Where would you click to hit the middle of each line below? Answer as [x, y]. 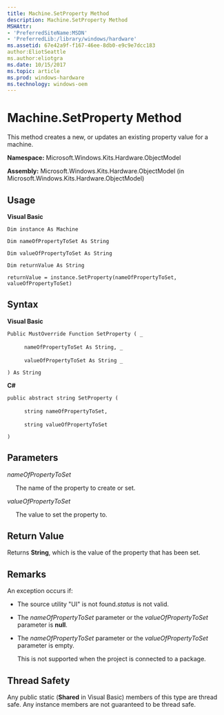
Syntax [23, 305]
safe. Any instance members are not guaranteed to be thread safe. [102, 705]
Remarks [27, 574]
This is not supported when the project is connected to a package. [112, 659]
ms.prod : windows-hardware [46, 77]
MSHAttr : [20, 26]
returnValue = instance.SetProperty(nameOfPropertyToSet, [92, 278]
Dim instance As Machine [43, 229]
